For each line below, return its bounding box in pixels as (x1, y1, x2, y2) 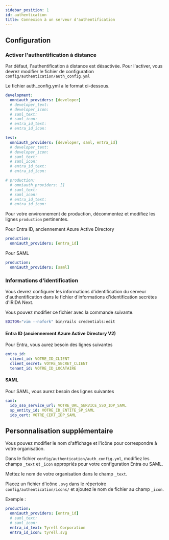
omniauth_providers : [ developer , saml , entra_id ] (10, 140, 117, 145)
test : (5, 135, 17, 141)
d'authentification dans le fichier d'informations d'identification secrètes (5, 294, 157, 300)
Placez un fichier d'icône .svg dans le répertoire (5, 481, 106, 487)
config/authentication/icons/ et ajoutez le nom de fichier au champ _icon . (5, 486, 164, 492)
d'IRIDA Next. (5, 299, 34, 306)
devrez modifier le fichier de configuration (5, 69, 94, 75)
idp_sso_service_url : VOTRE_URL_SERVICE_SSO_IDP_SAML (10, 403, 127, 408)
